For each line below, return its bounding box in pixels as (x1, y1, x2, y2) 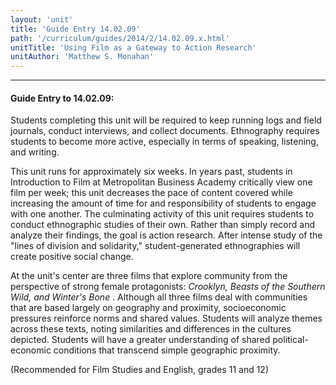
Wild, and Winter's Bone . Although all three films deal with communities (10, 291, 308, 303)
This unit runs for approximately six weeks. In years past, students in (10, 166, 293, 178)
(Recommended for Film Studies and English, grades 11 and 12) (10, 364, 270, 376)
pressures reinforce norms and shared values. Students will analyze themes (10, 312, 323, 325)
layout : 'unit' (10, 14, 74, 25)
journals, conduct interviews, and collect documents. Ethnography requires (10, 125, 320, 137)
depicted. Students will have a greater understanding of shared (10, 334, 271, 346)
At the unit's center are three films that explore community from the (10, 270, 288, 282)
